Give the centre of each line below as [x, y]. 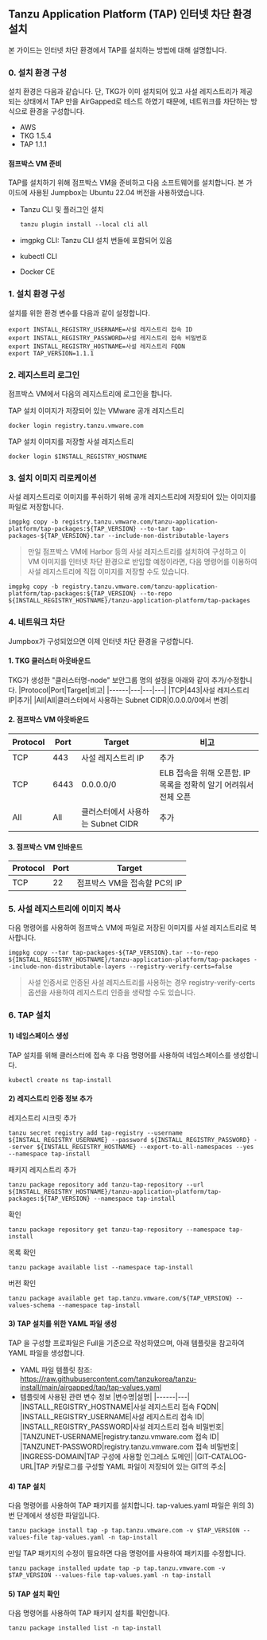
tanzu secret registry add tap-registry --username [95, 1133]
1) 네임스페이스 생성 [39, 1035]
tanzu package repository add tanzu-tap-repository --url [106, 1185]
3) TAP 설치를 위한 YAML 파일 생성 [63, 1324]
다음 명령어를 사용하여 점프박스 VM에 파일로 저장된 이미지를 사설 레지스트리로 [128, 928]
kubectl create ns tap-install [60, 1080]
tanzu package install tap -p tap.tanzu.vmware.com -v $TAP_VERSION [124, 1531]
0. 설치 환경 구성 [38, 73]
